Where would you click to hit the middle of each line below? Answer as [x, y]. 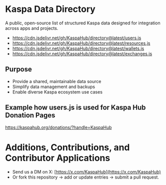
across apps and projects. [32, 28]
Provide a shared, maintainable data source [57, 81]
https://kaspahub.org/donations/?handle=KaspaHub [58, 127]
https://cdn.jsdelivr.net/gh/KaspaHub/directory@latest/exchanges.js [82, 54]
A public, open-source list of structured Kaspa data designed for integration [83, 23]
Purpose [19, 69]
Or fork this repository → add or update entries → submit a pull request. [85, 177]
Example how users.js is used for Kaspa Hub [76, 108]
